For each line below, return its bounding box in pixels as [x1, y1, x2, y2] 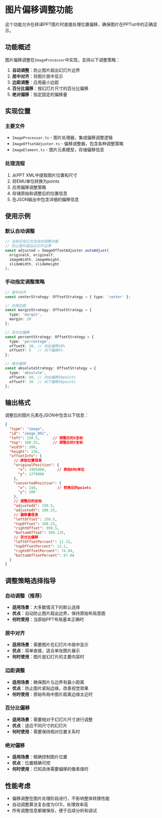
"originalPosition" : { [14, 463, 59, 467]
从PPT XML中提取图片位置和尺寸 [12, 172, 77, 178]
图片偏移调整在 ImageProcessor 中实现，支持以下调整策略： [5, 57, 120, 63]
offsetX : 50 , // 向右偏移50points [9, 375, 76, 380]
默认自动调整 [5, 228, 35, 234]
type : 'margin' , [9, 312, 42, 317]
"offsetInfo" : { [9, 453, 42, 459]
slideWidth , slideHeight [9, 262, 59, 267]
